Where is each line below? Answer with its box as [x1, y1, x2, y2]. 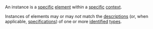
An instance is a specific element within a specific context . [5, 4, 122, 10]
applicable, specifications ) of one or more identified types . [5, 19, 122, 24]
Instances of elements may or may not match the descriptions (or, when [5, 14, 149, 19]
